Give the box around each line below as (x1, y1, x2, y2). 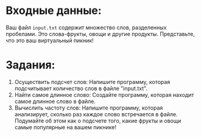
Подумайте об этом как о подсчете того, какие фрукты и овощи (14, 117, 182, 124)
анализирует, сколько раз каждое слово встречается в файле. (14, 110, 178, 118)
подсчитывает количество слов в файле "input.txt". (14, 85, 147, 92)
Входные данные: (5, 4, 102, 18)
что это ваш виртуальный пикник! (5, 37, 94, 44)
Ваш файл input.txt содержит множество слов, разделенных (5, 24, 167, 31)
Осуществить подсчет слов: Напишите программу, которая (14, 78, 171, 85)
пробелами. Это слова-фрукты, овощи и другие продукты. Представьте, (5, 30, 196, 37)
